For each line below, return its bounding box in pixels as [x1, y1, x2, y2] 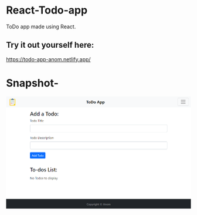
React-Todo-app [6, 4, 88, 17]
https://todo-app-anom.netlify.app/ [6, 55, 91, 62]
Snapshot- [6, 76, 59, 90]
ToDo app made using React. [6, 23, 76, 30]
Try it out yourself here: [6, 40, 94, 50]
